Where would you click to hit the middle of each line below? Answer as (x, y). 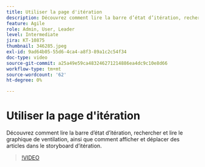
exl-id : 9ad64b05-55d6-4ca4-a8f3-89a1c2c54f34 (67, 52)
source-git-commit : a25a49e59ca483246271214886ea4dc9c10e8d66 (87, 63)
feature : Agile (26, 23)
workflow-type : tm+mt (34, 69)
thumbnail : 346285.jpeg (37, 46)
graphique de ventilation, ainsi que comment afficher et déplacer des (93, 139)
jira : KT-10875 (26, 40)
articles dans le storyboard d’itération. (54, 146)
